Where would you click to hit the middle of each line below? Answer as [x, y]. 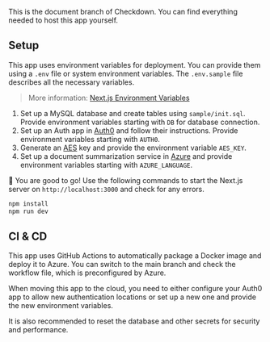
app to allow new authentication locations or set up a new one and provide [133, 297]
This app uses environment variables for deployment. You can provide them [135, 65]
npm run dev [28, 211]
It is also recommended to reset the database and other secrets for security [134, 321]
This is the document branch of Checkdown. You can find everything [123, 12]
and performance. [38, 330]
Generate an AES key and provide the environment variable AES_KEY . [133, 148]
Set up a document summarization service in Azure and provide [126, 156]
